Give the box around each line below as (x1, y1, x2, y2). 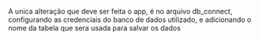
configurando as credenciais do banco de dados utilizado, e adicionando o (8, 15, 252, 24)
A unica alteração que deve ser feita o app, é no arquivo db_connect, (8, 7, 233, 16)
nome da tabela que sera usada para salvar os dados (8, 24, 182, 32)
